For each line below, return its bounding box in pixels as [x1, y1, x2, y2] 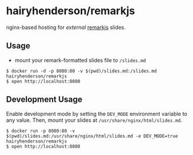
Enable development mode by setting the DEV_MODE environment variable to [6, 110, 188, 117]
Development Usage [6, 95, 83, 105]
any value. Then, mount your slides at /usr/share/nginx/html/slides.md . [6, 117, 182, 124]
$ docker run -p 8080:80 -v [6, 128, 76, 134]
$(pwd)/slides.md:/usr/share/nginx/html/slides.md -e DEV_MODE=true [6, 133, 178, 139]
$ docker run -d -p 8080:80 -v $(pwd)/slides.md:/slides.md [6, 68, 158, 74]
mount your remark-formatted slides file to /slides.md [14, 56, 146, 63]
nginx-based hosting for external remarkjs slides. [6, 24, 126, 31]
